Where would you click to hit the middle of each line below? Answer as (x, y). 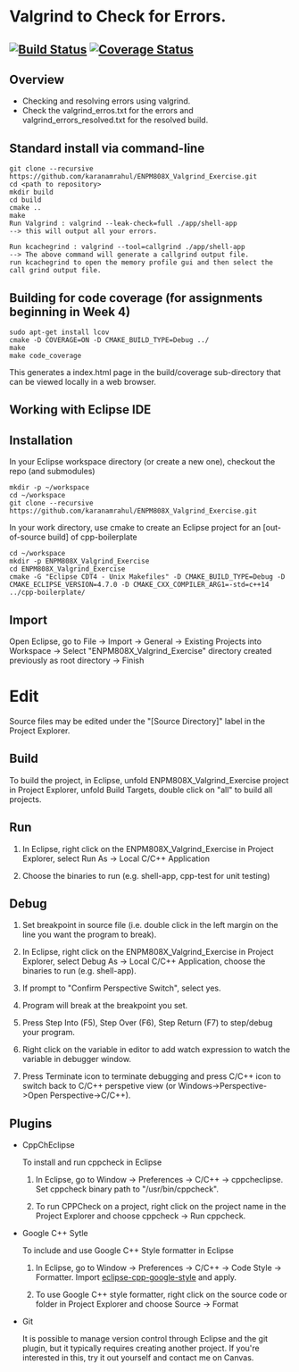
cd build (25, 200)
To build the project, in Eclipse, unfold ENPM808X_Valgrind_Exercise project (149, 780)
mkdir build (31, 192)
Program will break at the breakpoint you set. (105, 1006)
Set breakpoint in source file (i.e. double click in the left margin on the (150, 925)
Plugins (31, 1123)
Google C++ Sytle (55, 1234)
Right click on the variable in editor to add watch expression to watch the (156, 1050)
